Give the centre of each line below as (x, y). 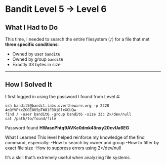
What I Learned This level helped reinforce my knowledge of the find (75, 137)
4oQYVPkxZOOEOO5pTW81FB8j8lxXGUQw (41, 110)
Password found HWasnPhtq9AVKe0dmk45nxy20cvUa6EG (67, 127)
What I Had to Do (32, 27)
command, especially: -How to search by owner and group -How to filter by (82, 142)
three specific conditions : (32, 44)
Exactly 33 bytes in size (36, 64)
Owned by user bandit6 (36, 54)
